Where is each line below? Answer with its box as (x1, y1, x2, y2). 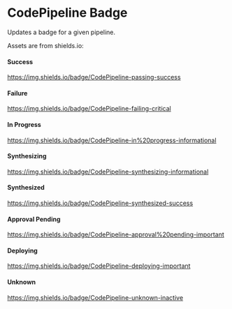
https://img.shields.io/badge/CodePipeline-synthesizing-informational (7, 167, 209, 176)
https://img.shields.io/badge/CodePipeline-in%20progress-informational (7, 136, 217, 144)
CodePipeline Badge (7, 5, 128, 21)
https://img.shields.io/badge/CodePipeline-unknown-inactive (7, 293, 184, 301)
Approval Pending (7, 215, 61, 223)
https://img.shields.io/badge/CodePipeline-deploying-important (7, 262, 191, 270)
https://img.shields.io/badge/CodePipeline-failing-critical (7, 105, 171, 113)
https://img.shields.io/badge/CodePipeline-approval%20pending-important (7, 230, 225, 239)
